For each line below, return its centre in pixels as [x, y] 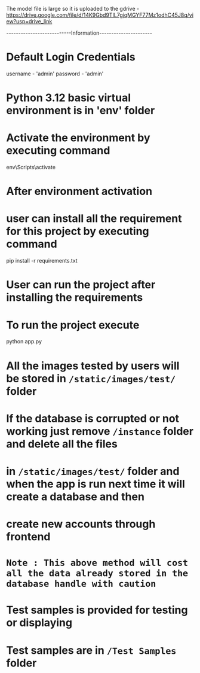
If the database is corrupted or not [93, 418]
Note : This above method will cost [97, 563]
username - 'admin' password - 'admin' [55, 74]
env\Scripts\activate [31, 168]
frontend [28, 537]
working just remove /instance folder [100, 431]
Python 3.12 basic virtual [69, 98]
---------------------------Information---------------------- [79, 33]
